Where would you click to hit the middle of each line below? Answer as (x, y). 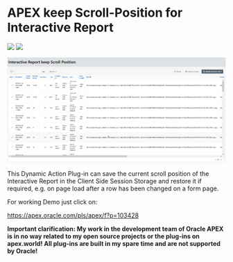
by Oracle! (23, 251)
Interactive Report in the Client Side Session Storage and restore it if (105, 181)
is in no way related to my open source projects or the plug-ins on (103, 236)
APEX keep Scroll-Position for (95, 13)
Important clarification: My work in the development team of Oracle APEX (115, 229)
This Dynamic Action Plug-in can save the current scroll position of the (108, 174)
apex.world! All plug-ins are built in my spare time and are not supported (114, 244)
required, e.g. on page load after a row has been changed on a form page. (113, 188)
